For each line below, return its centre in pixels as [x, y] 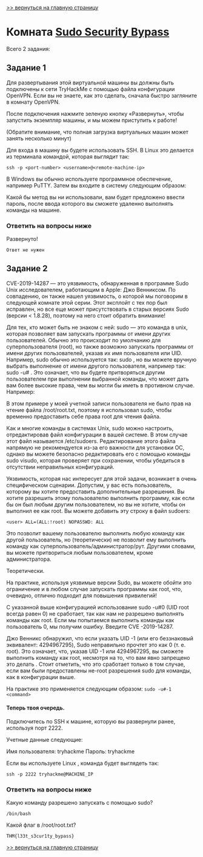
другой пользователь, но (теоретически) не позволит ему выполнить [96, 540]
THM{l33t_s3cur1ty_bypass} [40, 836]
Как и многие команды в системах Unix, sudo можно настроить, [90, 428]
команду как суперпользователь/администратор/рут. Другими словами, [101, 546]
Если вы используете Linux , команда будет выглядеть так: [83, 764]
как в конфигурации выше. [41, 677]
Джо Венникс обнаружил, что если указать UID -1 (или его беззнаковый [100, 638]
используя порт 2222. [35, 728]
